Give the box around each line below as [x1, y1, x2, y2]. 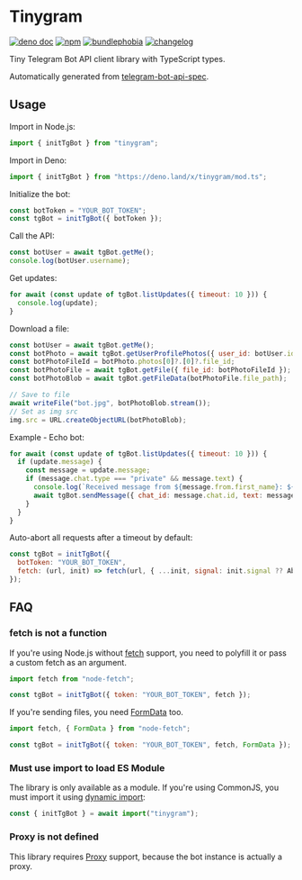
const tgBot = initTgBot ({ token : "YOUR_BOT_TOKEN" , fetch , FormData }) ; [9, 740, 292, 749]
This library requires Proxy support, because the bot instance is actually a [9, 851, 283, 862]
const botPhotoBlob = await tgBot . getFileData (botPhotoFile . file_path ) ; [9, 374, 288, 384]
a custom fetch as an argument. [9, 657, 128, 667]
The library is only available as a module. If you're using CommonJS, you [9, 782, 280, 794]
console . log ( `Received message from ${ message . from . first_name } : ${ [32, 483, 296, 492]
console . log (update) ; [17, 298, 99, 307]
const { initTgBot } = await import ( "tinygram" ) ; [9, 809, 200, 819]
